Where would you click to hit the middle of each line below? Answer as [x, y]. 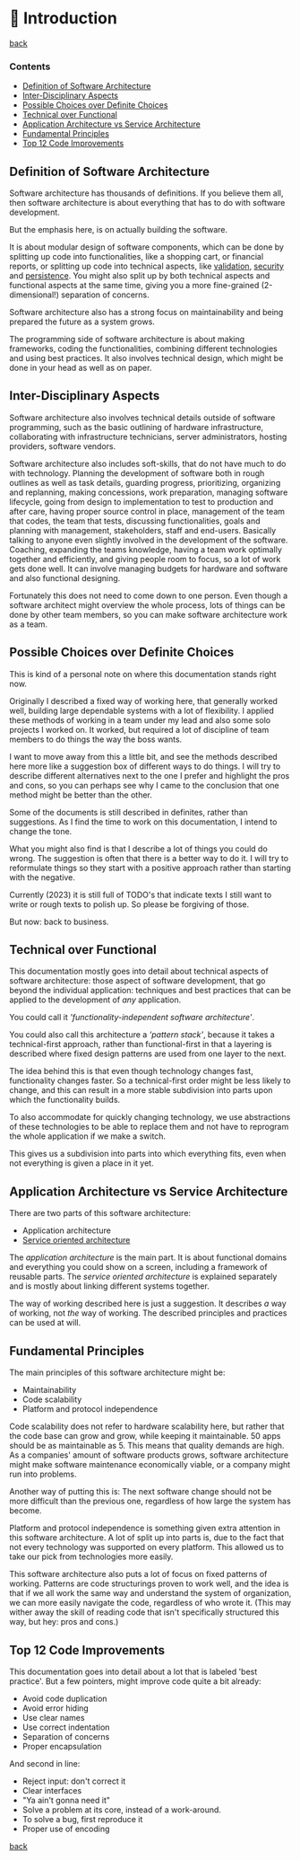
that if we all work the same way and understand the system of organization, [150, 1593]
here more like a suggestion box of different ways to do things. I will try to [145, 766]
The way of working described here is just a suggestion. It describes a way [148, 1304]
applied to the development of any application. [95, 1000]
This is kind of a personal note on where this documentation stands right [143, 674]
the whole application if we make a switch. [88, 1136]
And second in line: [45, 1763]
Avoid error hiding [56, 1708]
